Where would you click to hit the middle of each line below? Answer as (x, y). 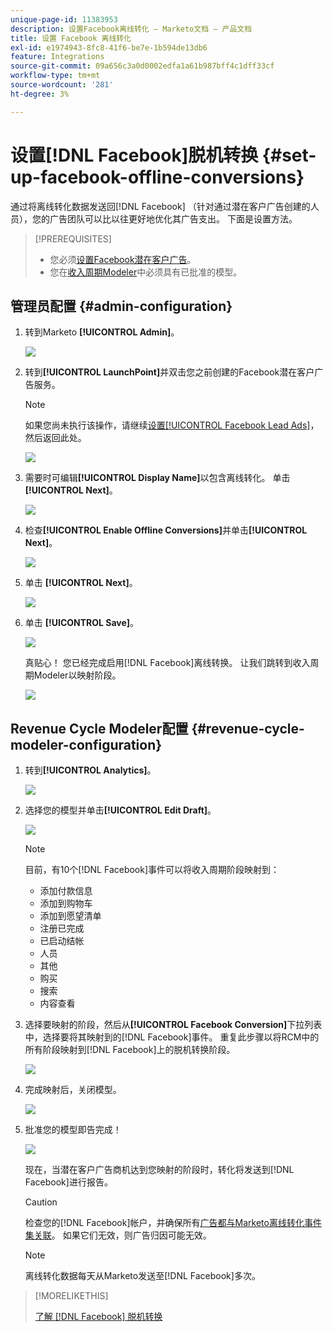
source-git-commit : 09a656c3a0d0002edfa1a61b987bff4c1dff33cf (142, 66)
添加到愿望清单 (70, 916)
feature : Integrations (57, 57)
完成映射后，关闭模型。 (73, 1090)
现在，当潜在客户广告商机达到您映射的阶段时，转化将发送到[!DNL (159, 1170)
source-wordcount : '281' (62, 85)
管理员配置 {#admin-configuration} (121, 306)
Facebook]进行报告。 (68, 1182)
